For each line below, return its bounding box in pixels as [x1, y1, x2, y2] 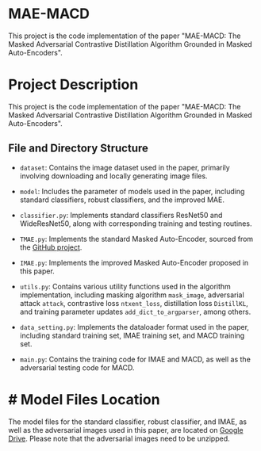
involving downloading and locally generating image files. [19, 171, 208, 181]
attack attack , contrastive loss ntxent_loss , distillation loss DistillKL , [19, 298, 248, 308]
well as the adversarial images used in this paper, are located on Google [8, 425, 244, 434]
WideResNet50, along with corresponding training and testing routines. [19, 219, 252, 228]
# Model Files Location [8, 390, 160, 408]
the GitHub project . [19, 243, 83, 252]
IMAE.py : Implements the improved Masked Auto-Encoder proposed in [19, 258, 248, 267]
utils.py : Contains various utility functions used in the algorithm [19, 281, 232, 291]
